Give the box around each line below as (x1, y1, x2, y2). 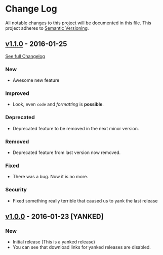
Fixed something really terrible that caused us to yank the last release (12, 197, 158, 203)
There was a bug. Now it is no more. (12, 174, 89, 180)
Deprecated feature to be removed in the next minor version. (12, 125, 139, 131)
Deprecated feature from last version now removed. (12, 149, 121, 156)
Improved (5, 89, 29, 96)
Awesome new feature (12, 77, 60, 83)
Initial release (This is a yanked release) (12, 239, 95, 245)
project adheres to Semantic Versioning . (5, 25, 89, 31)
